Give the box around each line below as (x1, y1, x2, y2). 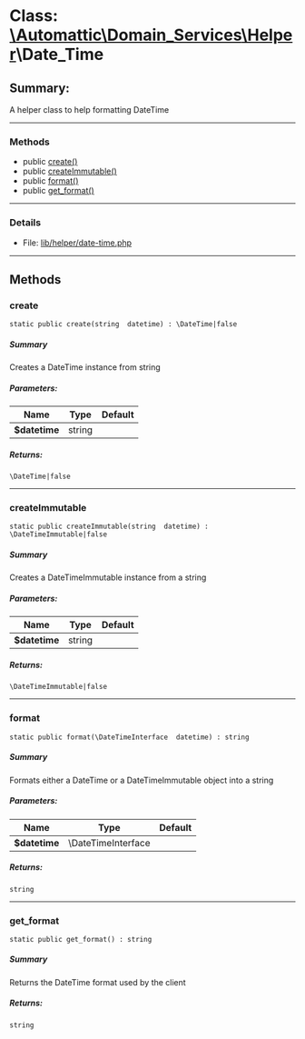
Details (9, 216, 42, 229)
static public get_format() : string (9, 934, 152, 944)
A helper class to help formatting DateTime (9, 105, 170, 115)
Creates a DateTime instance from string (9, 362, 161, 373)
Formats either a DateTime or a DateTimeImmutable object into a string (9, 774, 274, 785)
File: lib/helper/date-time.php (22, 237, 133, 248)
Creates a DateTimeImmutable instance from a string (9, 572, 207, 583)
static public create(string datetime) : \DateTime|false (9, 320, 238, 329)
